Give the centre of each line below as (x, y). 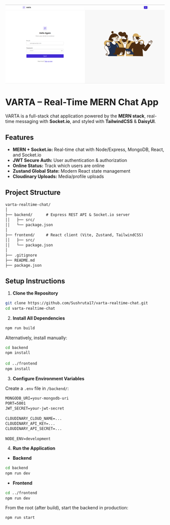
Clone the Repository (35, 293)
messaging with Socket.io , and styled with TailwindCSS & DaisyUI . (86, 122)
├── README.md (20, 260)
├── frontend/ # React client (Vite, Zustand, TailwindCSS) (74, 235)
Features (19, 137)
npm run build (20, 328)
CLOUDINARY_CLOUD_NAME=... (34, 418)
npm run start (20, 518)
